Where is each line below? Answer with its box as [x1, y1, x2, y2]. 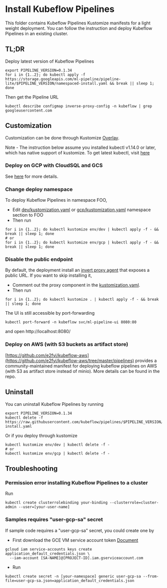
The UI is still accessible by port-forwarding [5, 310, 95, 316]
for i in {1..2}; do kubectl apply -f [5, 72, 85, 77]
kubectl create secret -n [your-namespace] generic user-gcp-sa [5, 574, 141, 579]
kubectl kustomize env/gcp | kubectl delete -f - [5, 451, 110, 456]
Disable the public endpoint [5, 256, 73, 263]
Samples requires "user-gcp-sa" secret [5, 516, 103, 523]
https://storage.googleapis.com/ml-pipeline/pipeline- [5, 76, 121, 82]
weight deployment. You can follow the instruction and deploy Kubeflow [5, 25, 153, 31]
